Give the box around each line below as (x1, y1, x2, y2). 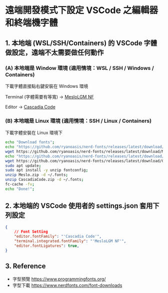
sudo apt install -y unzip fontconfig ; (5, 168, 88, 173)
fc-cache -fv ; (5, 182, 35, 187)
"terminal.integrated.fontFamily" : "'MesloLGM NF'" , (14, 239, 126, 244)
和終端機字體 (5, 17, 58, 29)
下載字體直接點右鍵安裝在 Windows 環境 (5, 83, 88, 89)
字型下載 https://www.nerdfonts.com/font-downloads (12, 282, 122, 288)
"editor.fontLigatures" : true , (14, 243, 79, 249)
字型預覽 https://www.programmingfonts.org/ (12, 276, 106, 282)
